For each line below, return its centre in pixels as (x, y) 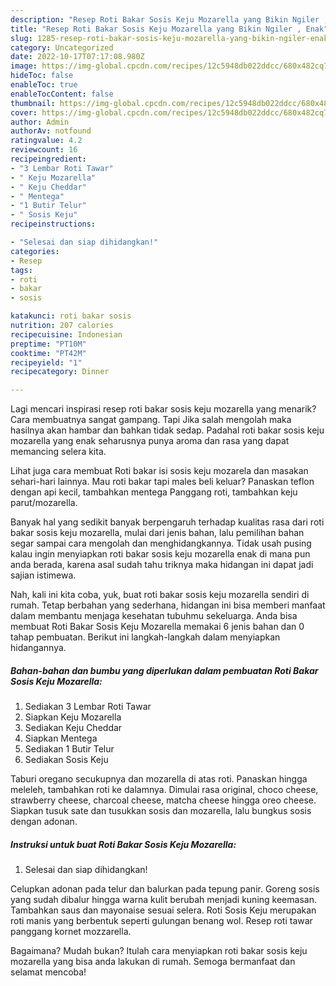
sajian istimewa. (43, 575)
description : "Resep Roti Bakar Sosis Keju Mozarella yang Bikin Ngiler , (169, 19)
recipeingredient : (48, 159)
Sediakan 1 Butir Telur (69, 749)
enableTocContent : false (62, 94)
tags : (21, 270)
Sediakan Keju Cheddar (73, 728)
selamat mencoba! (48, 972)
